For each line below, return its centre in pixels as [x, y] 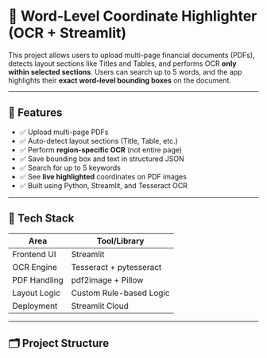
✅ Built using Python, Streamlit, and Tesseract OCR [104, 185]
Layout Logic [37, 293]
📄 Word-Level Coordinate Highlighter [133, 16]
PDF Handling [38, 279]
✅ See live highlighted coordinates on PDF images [103, 176]
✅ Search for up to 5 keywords [70, 167]
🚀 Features [35, 113]
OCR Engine [35, 267]
